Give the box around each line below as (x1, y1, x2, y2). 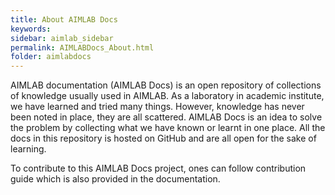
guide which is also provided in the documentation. (10, 173, 221, 185)
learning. (10, 143, 47, 155)
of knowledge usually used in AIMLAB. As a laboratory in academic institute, (10, 90, 325, 102)
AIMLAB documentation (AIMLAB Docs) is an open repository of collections (10, 79, 322, 91)
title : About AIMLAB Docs (10, 14, 118, 25)
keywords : (10, 24, 52, 34)
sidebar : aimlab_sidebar (10, 33, 114, 43)
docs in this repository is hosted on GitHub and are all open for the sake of (10, 132, 317, 145)
